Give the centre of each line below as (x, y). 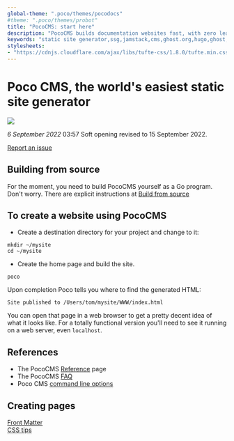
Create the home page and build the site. (76, 264)
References (33, 352)
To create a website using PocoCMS (87, 216)
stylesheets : (26, 46)
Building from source (54, 170)
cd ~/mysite (24, 252)
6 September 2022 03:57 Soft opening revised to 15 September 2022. (107, 134)
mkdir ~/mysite (29, 245)
